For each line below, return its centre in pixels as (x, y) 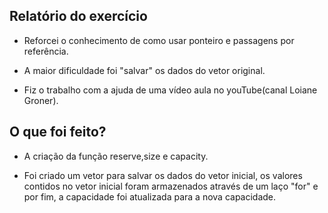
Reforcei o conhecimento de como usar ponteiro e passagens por (159, 40)
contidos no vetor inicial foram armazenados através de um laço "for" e (171, 186)
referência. (46, 51)
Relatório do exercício (78, 16)
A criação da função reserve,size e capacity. (116, 156)
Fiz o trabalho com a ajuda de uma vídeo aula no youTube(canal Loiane (170, 90)
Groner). (41, 100)
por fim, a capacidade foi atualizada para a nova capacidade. (150, 196)
